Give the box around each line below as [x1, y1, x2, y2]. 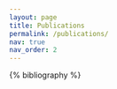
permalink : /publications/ [9, 29, 109, 38]
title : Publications [9, 21, 86, 30]
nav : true [9, 37, 46, 47]
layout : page [9, 12, 58, 22]
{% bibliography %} [9, 70, 82, 80]
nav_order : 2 [9, 46, 58, 55]
